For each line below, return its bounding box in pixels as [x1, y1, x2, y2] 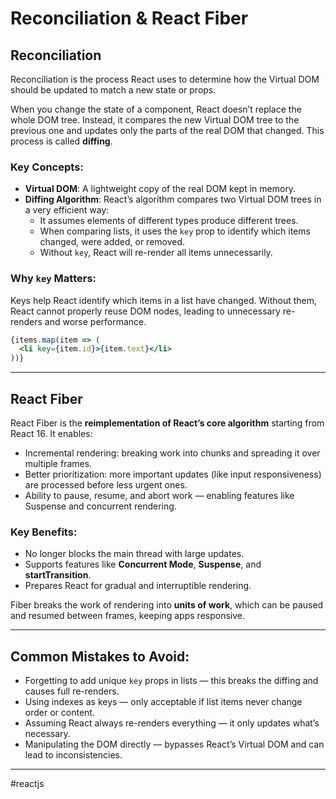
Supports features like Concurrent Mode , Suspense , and [24, 558, 262, 571]
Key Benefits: [10, 525, 78, 539]
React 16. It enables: [10, 428, 93, 440]
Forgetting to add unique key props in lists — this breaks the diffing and [24, 675, 319, 687]
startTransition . [24, 569, 92, 581]
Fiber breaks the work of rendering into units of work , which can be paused [10, 599, 324, 611]
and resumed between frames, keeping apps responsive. [10, 610, 245, 622]
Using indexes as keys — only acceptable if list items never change [24, 696, 303, 708]
